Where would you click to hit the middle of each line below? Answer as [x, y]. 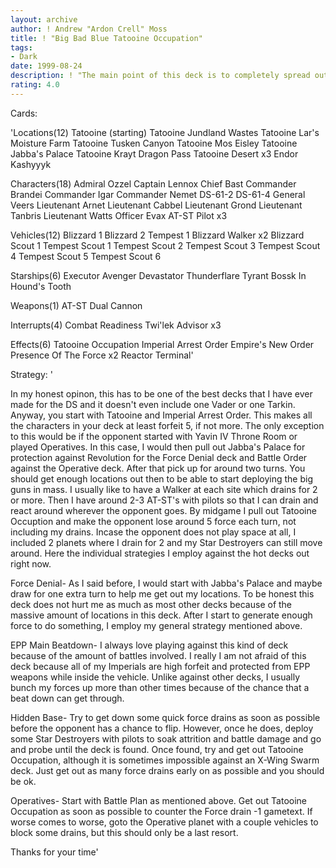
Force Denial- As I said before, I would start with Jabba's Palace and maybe [166, 583]
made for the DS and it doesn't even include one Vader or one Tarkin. [153, 404]
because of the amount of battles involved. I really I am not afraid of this [158, 655]
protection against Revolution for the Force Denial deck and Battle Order [159, 457]
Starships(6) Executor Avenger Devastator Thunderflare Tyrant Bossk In [158, 275]
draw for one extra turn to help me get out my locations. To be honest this [162, 593]
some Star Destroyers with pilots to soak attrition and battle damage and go [166, 738]
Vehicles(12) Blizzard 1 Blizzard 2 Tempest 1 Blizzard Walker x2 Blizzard [157, 235]
